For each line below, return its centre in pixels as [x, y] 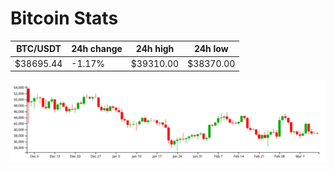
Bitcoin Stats [64, 18]
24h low [211, 49]
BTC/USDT [39, 49]
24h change [97, 49]
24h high [155, 49]
